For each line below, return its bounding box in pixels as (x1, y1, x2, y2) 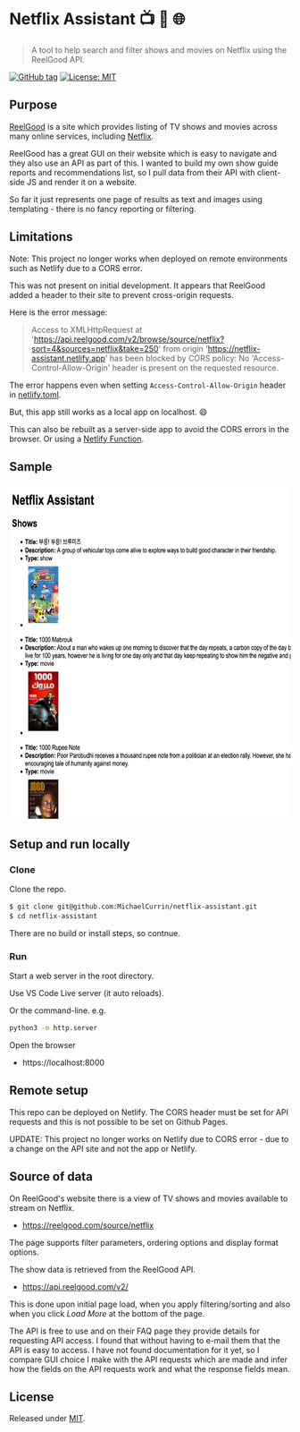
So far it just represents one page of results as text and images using (9, 193, 263, 204)
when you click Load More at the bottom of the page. (9, 1308, 205, 1318)
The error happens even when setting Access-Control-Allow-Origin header (9, 379, 287, 390)
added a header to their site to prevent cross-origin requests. (9, 289, 234, 300)
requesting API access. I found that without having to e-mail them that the (9, 1334, 281, 1345)
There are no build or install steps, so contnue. (9, 927, 180, 938)
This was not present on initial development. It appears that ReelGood (9, 280, 266, 291)
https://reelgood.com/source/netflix (21, 1220, 154, 1231)
